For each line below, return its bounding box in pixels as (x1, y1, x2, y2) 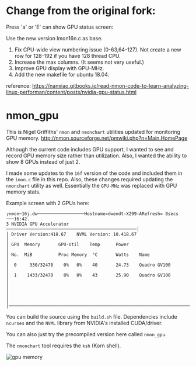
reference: (6, 82, 31, 89)
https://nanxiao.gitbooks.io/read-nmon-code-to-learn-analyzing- (32, 82, 190, 89)
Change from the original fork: (6, 4, 156, 18)
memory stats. (6, 188, 41, 195)
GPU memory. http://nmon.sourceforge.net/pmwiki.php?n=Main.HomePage (6, 134, 188, 141)
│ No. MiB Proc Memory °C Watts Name (6, 251, 150, 258)
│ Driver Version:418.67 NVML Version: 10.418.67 (6, 231, 137, 237)
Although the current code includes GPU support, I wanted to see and (6, 146, 174, 153)
